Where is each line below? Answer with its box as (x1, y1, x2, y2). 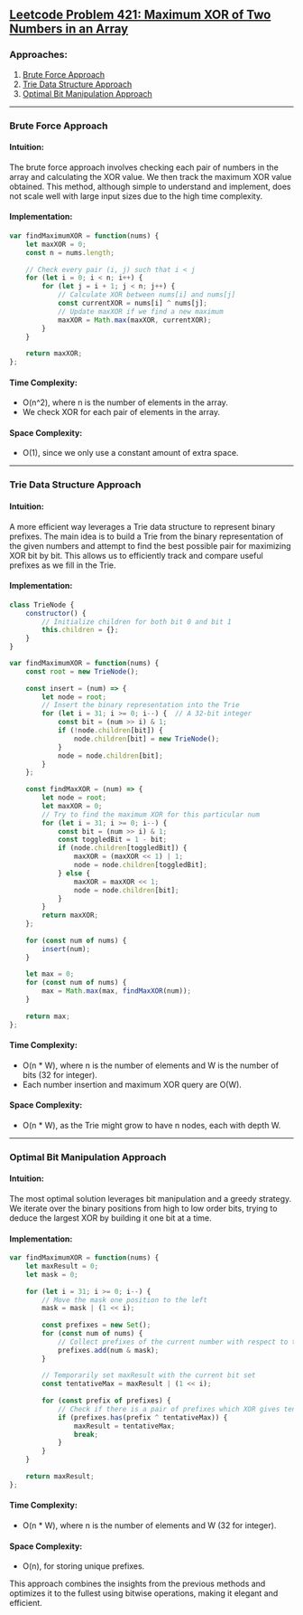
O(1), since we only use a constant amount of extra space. (22, 448, 239, 458)
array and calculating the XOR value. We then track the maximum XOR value (9, 171, 292, 182)
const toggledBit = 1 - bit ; (57, 836, 168, 845)
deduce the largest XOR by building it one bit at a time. (9, 1213, 212, 1223)
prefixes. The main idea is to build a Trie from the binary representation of (9, 531, 284, 542)
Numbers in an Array (9, 22, 129, 37)
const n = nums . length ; (25, 248, 115, 257)
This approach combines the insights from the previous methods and (9, 1578, 266, 1590)
